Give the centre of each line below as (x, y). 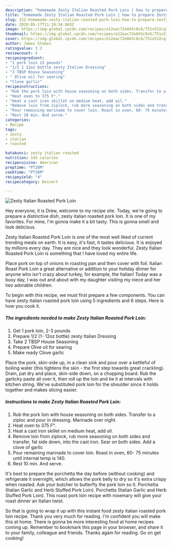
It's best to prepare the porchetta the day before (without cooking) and (80, 474)
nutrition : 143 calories (32, 158)
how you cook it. (23, 306)
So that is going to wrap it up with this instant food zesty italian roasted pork (86, 511)
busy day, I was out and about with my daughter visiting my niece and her (83, 280)
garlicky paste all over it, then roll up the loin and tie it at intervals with (79, 379)
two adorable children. (29, 285)
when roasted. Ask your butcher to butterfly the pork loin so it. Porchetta (82, 485)
